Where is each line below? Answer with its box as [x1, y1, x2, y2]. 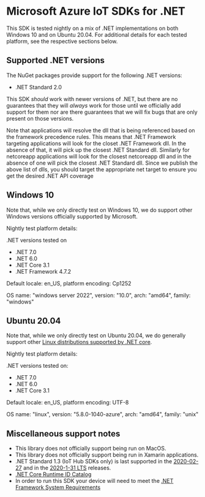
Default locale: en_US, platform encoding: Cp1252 [6, 280, 132, 287]
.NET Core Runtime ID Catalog [15, 471, 92, 478]
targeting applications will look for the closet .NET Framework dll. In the [6, 140, 187, 147]
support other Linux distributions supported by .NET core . [6, 338, 152, 346]
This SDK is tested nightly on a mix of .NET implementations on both [6, 24, 179, 32]
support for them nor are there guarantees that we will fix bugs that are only [6, 108, 198, 116]
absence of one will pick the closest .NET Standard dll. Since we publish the [6, 159, 198, 166]
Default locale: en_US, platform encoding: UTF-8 [6, 399, 129, 406]
